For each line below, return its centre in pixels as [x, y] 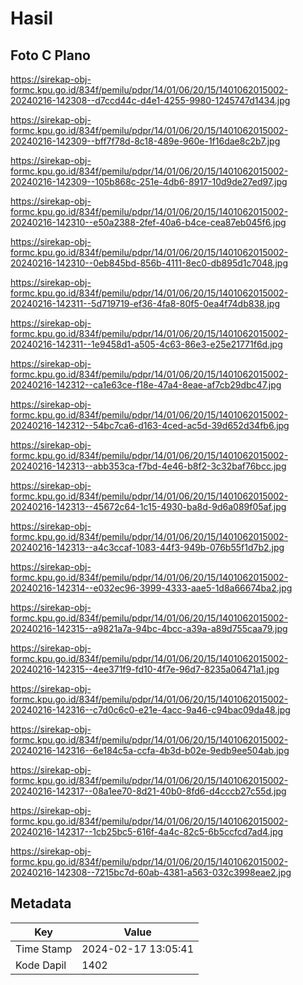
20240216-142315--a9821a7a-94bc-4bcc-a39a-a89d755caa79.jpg [149, 628]
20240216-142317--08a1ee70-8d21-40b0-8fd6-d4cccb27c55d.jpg [148, 791]
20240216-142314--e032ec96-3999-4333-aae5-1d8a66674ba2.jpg [151, 588]
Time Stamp [44, 949]
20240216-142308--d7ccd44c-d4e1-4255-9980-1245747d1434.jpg [150, 100]
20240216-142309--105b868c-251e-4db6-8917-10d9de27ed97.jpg [149, 181]
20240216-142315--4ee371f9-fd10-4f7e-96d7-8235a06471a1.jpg [145, 669]
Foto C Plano [50, 55]
